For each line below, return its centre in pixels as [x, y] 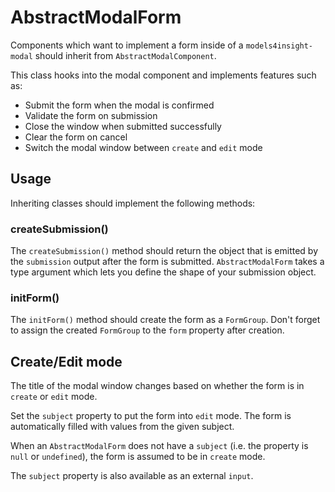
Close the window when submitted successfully [123, 126]
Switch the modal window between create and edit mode [143, 147]
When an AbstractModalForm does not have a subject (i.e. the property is [159, 446]
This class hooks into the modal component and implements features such [163, 75]
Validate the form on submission [91, 115]
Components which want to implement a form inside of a [127, 45]
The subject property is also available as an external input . [132, 476]
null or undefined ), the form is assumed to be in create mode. [138, 457]
